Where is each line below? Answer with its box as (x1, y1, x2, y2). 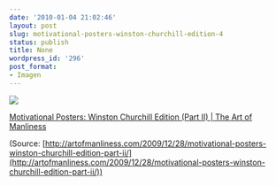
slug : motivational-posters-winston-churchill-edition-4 (9, 29, 224, 38)
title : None (9, 46, 53, 55)
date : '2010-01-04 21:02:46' (9, 12, 117, 22)
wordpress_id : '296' (9, 54, 86, 63)
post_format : (9, 63, 57, 72)
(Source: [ (9, 138, 46, 149)
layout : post (9, 21, 57, 30)
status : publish (9, 37, 69, 47)
